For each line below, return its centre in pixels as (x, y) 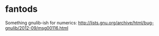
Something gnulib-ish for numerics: (41, 23)
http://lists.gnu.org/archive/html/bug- (116, 23)
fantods (21, 9)
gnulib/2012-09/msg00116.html (37, 28)
